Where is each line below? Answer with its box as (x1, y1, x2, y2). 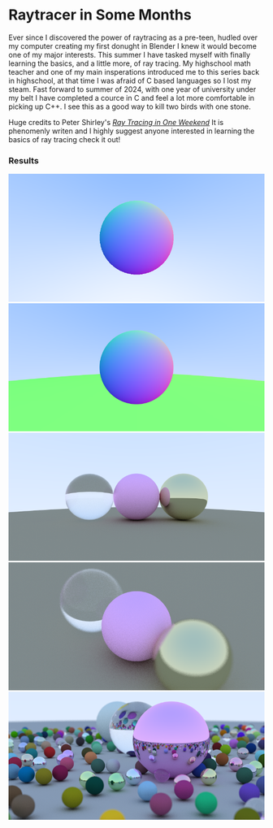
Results (8, 154, 39, 166)
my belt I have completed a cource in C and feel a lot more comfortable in (8, 93, 254, 102)
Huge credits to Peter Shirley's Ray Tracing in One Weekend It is (8, 117, 224, 127)
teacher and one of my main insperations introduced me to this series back (8, 67, 260, 76)
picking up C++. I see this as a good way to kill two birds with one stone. (8, 102, 251, 111)
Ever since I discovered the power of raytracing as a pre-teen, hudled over (8, 33, 258, 42)
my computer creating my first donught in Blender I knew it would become (8, 41, 258, 50)
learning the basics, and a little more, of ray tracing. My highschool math (8, 59, 251, 68)
